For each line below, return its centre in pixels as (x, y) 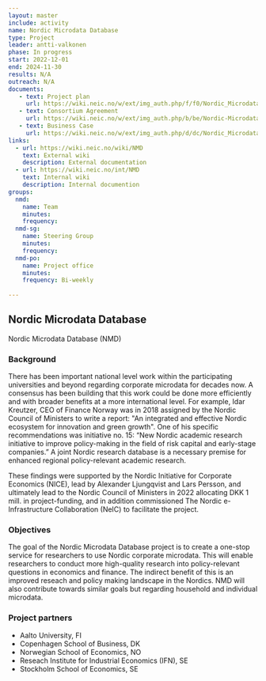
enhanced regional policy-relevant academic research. (97, 460)
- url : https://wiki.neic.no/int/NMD (78, 170)
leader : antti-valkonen (47, 45)
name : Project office (58, 266)
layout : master (33, 15)
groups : (21, 192)
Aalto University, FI (50, 635)
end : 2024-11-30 (35, 67)
